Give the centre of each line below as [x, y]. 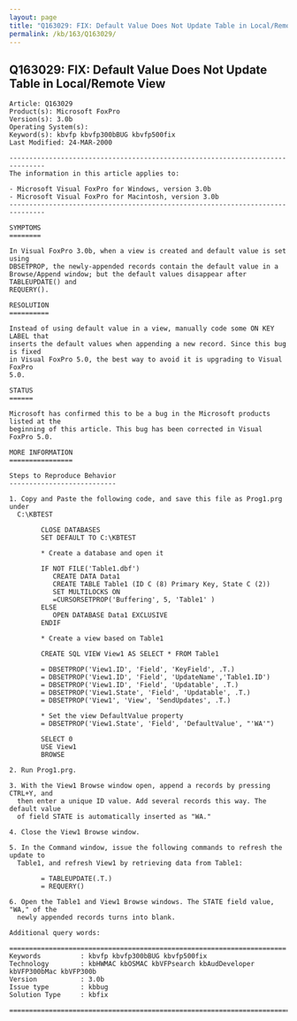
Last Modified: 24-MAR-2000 [61, 143]
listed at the [35, 422]
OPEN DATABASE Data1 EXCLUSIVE [110, 615]
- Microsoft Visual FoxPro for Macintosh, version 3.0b [114, 197]
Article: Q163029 [41, 104]
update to [27, 855]
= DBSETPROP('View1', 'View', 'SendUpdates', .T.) [136, 700]
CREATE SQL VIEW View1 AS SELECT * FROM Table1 [130, 654]
